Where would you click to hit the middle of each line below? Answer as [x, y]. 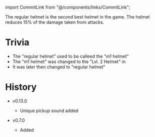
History [21, 87]
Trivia [17, 42]
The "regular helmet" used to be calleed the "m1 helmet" [70, 56]
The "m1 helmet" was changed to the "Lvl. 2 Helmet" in [69, 61]
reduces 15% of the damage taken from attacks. [55, 22]
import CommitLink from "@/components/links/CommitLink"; [68, 7]
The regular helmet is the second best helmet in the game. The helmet [77, 17]
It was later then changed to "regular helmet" [59, 66]
